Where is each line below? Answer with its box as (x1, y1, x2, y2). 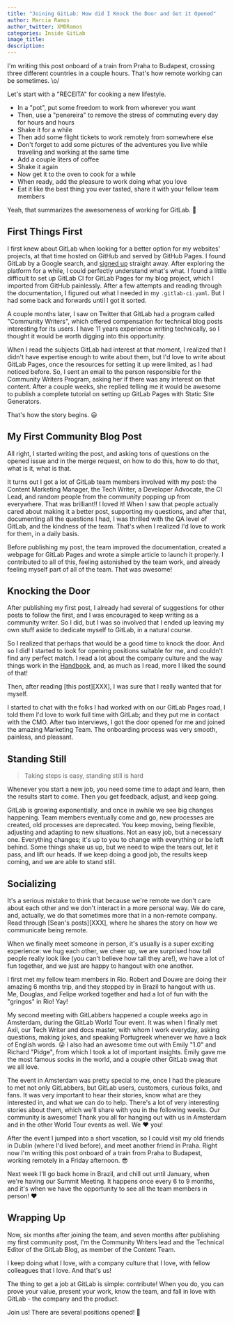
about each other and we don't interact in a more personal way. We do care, (7, 904, 226, 912)
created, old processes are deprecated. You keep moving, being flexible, (7, 821, 216, 829)
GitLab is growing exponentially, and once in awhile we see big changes (7, 806, 214, 815)
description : (7, 42, 45, 49)
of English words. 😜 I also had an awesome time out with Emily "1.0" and (7, 1040, 217, 1049)
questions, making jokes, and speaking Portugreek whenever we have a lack (7, 1033, 227, 1042)
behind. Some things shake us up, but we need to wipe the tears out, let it (7, 843, 219, 852)
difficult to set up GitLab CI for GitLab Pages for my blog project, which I (7, 274, 214, 282)
